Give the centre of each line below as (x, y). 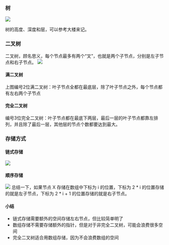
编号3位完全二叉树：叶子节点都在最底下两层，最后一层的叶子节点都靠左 (79, 118)
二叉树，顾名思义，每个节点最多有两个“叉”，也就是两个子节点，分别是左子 (82, 56)
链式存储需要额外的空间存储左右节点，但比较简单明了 (68, 218)
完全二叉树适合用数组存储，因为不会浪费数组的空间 (66, 237)
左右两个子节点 (25, 93)
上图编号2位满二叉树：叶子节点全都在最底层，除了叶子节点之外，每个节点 (82, 87)
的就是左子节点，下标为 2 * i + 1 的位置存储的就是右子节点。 (67, 194)
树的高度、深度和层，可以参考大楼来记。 (47, 29)
